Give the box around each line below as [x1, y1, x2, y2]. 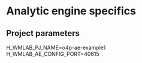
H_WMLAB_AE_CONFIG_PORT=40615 [6, 50, 100, 58]
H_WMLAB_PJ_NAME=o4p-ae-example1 [6, 44, 106, 51]
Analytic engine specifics [6, 4, 137, 18]
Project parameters [6, 28, 80, 38]
